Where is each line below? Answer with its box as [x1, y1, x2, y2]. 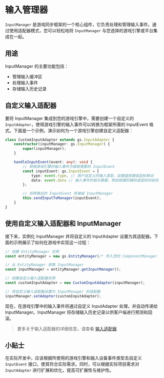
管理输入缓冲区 [12, 74, 42, 80]
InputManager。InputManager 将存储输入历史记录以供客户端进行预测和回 [5, 309, 153, 315]
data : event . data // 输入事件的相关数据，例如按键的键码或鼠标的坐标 [31, 178, 159, 183]
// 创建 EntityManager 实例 [5, 249, 60, 254]
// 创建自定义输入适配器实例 [5, 276, 56, 281]
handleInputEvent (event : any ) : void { [14, 159, 93, 165]
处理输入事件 [12, 80, 38, 85]
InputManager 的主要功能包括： [5, 63, 69, 69]
